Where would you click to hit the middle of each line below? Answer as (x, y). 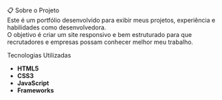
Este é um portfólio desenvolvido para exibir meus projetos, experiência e (111, 20)
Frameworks (35, 90)
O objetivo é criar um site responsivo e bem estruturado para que (100, 35)
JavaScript (33, 83)
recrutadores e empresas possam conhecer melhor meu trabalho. (100, 42)
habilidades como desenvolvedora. (57, 27)
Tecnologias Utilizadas (39, 55)
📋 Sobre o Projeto (33, 10)
